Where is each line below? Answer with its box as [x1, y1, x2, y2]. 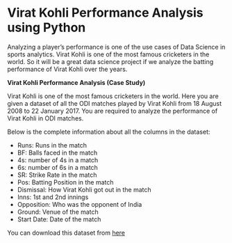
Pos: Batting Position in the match [17, 178, 114, 186]
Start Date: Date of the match [17, 214, 101, 224]
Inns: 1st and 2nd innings [17, 193, 89, 201]
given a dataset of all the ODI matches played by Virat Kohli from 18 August [7, 99, 222, 107]
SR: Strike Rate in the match [17, 171, 97, 179]
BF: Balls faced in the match [17, 148, 98, 157]
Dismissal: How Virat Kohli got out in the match [17, 185, 151, 194]
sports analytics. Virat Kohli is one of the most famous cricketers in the [7, 50, 210, 58]
